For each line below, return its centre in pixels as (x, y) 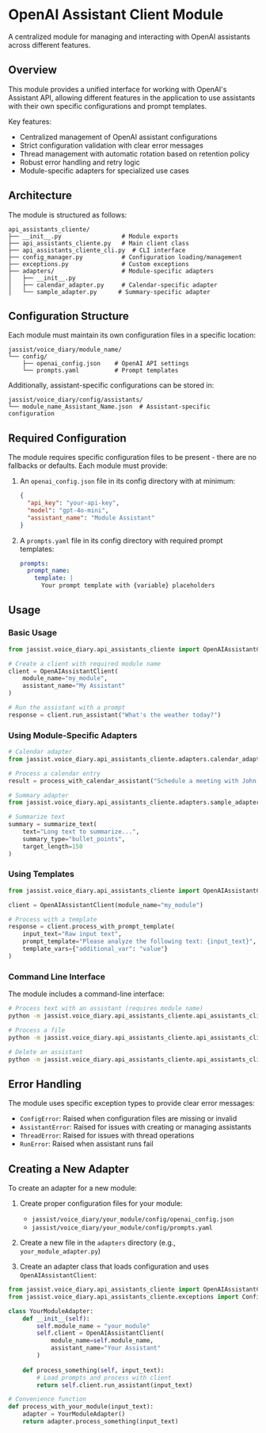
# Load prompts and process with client (104, 1377)
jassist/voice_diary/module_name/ (65, 350)
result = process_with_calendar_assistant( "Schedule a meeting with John (133, 781)
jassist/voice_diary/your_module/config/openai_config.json (133, 1220)
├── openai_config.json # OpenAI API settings (106, 364)
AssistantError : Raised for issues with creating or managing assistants (135, 1127)
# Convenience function (47, 1400)
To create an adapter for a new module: (72, 1188)
